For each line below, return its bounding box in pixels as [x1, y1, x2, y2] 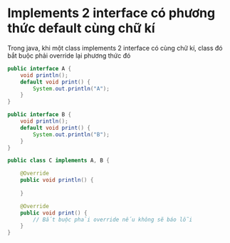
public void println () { [20, 177, 94, 184]
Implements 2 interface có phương [7, 5, 216, 21]
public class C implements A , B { [7, 157, 110, 165]
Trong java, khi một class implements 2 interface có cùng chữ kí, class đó [7, 43, 223, 52]
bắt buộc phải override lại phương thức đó [7, 51, 131, 60]
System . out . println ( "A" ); [33, 85, 110, 92]
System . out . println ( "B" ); [33, 130, 110, 138]
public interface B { [7, 111, 72, 118]
